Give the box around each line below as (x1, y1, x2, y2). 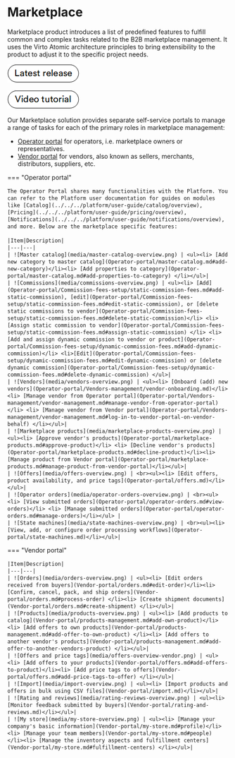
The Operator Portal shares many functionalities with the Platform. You (7, 188, 229, 195)
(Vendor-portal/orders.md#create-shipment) (7, 603, 137, 610)
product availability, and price (7, 477, 106, 484)
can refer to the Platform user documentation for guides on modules (7, 195, 216, 202)
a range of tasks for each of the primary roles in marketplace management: (7, 123, 225, 131)
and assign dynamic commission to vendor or (23, 336, 156, 343)
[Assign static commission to (7, 322, 96, 329)
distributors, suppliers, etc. (17, 160, 96, 168)
